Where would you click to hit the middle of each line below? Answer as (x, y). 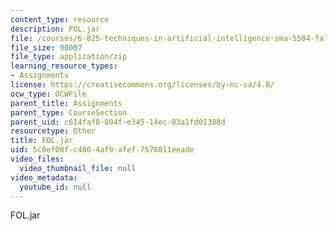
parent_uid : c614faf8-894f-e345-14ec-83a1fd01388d (118, 122)
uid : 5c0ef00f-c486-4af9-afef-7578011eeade (102, 150)
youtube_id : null (55, 187)
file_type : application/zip (69, 57)
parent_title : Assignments (66, 103)
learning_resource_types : (64, 66)
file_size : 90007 (46, 47)
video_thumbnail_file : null (78, 168)
